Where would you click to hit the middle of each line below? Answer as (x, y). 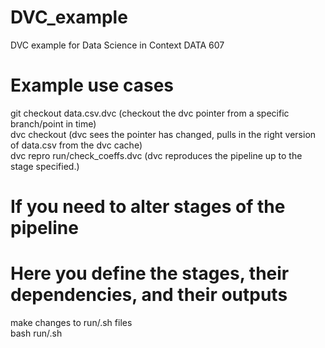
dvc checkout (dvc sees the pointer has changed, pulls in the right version (163, 134)
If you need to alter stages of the (148, 207)
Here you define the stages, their (150, 273)
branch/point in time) (53, 123)
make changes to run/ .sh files (71, 322)
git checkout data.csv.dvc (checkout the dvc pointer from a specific (150, 113)
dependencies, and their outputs (149, 295)
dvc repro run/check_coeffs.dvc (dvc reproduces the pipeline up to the (156, 155)
